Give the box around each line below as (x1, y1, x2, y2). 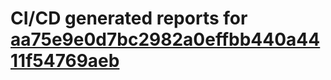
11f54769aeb (10, 50, 120, 72)
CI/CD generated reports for (10, 7, 248, 30)
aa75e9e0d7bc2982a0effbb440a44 (10, 28, 321, 51)
